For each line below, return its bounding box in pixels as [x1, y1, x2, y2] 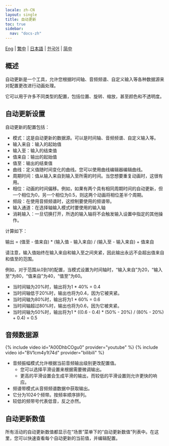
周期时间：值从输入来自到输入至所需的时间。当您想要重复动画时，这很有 [12, 173, 163, 179]
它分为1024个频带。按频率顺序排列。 [12, 392, 89, 398]
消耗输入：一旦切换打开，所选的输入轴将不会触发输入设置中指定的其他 [12, 211, 159, 217]
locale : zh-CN [5, 7, 35, 13]
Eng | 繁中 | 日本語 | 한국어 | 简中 [5, 46, 73, 51]
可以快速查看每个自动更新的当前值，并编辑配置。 [18, 435, 120, 441]
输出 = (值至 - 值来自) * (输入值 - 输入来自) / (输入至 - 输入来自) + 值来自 [5, 239, 154, 245]
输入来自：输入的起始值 [12, 141, 62, 147]
